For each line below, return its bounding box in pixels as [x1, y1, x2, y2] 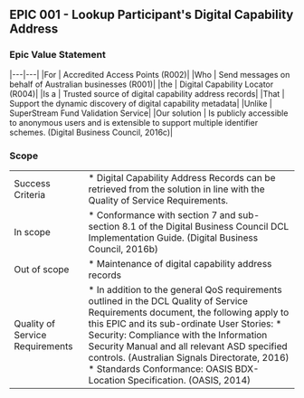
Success [14, 176, 52, 189]
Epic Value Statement [9, 49, 106, 62]
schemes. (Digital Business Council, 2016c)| [9, 127, 174, 137]
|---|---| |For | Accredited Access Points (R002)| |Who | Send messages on [9, 69, 290, 80]
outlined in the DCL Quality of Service [88, 294, 249, 307]
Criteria [14, 188, 46, 201]
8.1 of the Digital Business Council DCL [121, 220, 290, 232]
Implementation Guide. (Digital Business [88, 231, 259, 243]
